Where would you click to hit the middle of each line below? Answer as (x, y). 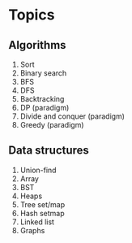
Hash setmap (42, 213)
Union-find (38, 170)
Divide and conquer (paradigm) (72, 116)
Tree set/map (43, 204)
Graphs (32, 230)
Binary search (43, 73)
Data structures (49, 151)
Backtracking (42, 99)
